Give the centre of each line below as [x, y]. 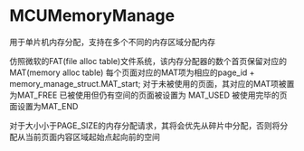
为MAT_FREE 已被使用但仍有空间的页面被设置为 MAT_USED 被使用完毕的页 [148, 95]
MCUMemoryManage [92, 16]
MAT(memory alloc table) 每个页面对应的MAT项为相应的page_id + [132, 72]
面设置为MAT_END [44, 106]
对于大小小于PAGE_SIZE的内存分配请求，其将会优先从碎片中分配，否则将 [145, 125]
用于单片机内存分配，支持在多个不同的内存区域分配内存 [112, 42]
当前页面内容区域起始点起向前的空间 [92, 137]
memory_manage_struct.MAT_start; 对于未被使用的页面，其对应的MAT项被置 [152, 83]
